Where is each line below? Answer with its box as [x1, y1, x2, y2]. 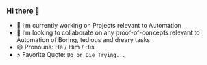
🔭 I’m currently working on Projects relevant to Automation [16, 22, 182, 30]
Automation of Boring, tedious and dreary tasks [16, 36, 151, 44]
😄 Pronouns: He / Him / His [16, 43, 95, 51]
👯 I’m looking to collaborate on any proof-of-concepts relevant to [16, 28, 200, 37]
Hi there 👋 [6, 6, 40, 16]
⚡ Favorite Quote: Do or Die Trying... [16, 51, 126, 59]
